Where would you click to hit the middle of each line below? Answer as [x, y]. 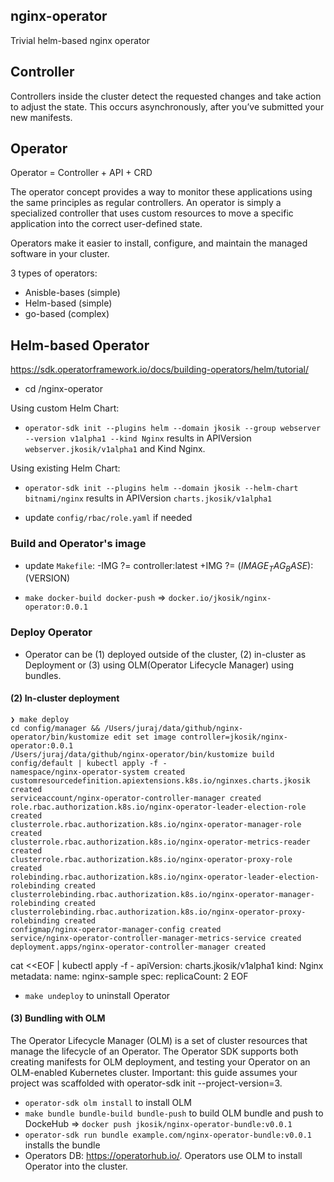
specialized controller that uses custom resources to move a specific [152, 213]
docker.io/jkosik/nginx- [220, 599]
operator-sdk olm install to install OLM [108, 1103]
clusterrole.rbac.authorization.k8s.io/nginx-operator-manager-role [156, 824]
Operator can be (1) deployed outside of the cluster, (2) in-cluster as [165, 654]
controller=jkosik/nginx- [234, 737]
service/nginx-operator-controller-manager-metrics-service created [156, 938]
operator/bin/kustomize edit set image [93, 737]
